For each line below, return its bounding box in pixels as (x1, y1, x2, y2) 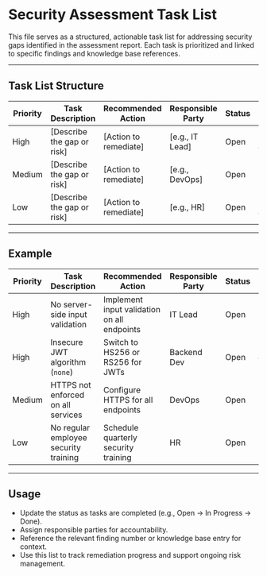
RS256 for (103, 356, 142, 367)
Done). (19, 516, 42, 526)
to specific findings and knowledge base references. (8, 48, 181, 58)
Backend (169, 346, 203, 358)
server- (63, 299, 93, 310)
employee (50, 431, 87, 443)
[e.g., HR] (169, 201, 205, 212)
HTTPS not (50, 379, 91, 390)
